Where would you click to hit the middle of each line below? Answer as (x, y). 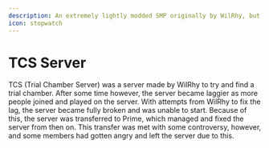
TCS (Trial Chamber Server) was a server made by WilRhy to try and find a (131, 85)
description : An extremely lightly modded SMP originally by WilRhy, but (134, 16)
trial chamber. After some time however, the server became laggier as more (133, 94)
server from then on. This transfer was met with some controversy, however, (135, 127)
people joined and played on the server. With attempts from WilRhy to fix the (134, 102)
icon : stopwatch (35, 23)
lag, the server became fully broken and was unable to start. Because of (128, 110)
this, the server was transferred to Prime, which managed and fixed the (126, 119)
